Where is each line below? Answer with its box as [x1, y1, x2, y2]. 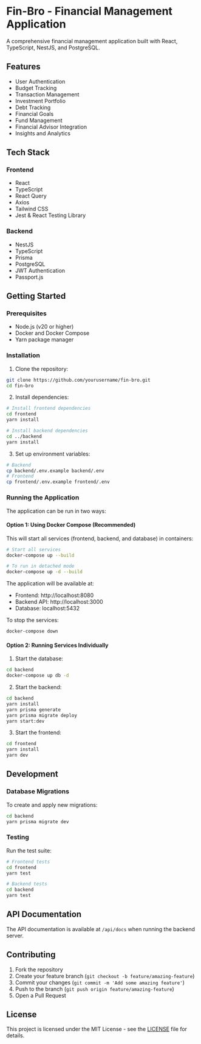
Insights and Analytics [15, 129, 71, 137]
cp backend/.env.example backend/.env [6, 468, 104, 474]
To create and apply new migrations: [6, 801, 98, 809]
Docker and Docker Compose [15, 329, 90, 337]
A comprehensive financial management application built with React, [6, 37, 178, 45]
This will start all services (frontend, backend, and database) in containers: [6, 535, 194, 542]
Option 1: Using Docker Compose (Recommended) [6, 521, 136, 529]
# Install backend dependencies [6, 428, 88, 434]
